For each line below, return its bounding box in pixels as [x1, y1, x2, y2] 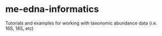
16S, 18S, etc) [5, 25, 34, 31]
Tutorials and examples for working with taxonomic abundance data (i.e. [5, 20, 157, 26]
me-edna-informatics [5, 3, 99, 15]
